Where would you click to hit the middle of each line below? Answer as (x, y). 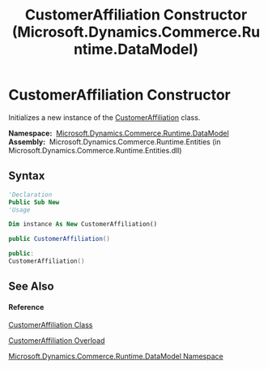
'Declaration (30, 195)
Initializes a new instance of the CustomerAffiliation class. (104, 117)
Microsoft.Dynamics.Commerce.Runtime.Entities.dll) (95, 150)
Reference (26, 307)
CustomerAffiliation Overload (57, 341)
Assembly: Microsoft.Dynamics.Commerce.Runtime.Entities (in (115, 142)
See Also (31, 287)
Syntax (27, 176)
